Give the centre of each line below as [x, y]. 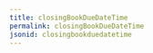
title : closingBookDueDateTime [69, 18]
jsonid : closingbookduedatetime [71, 34]
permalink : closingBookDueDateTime [77, 26]
